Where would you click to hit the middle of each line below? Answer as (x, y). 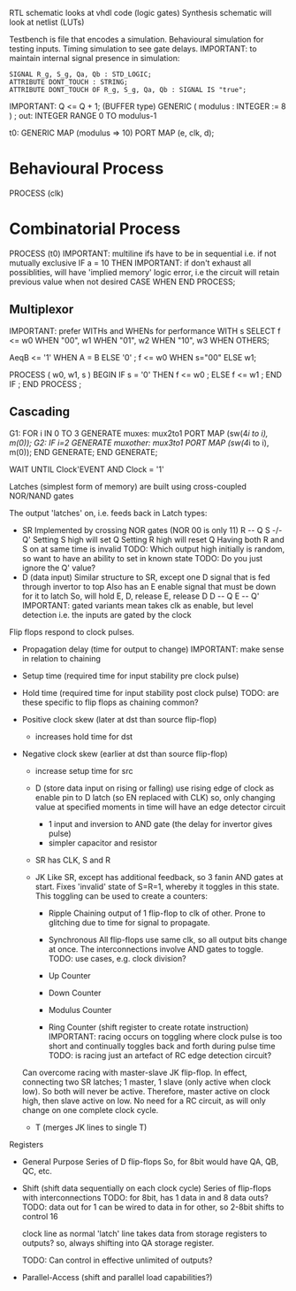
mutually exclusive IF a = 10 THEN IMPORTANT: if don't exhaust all (130, 263)
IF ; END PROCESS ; (46, 383)
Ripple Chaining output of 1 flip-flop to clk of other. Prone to (157, 913)
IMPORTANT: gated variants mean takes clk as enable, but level (137, 605)
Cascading (40, 412)
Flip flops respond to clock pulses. (72, 631)
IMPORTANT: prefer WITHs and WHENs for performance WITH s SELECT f (145, 330)
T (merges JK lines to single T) (91, 1127)
